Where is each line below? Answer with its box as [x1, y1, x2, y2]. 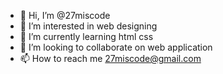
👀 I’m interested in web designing [19, 20, 158, 32]
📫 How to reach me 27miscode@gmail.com [19, 53, 202, 64]
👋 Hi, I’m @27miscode [19, 10, 111, 21]
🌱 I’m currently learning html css [19, 31, 154, 42]
